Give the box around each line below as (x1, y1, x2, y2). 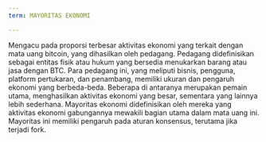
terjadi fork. (8, 125, 46, 134)
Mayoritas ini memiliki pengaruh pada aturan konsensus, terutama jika (8, 116, 237, 125)
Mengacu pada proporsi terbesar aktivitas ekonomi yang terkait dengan (8, 40, 244, 50)
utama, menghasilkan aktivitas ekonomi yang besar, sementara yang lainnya (8, 90, 258, 100)
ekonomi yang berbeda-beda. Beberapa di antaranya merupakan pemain (8, 83, 248, 92)
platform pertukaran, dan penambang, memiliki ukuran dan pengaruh (8, 74, 235, 83)
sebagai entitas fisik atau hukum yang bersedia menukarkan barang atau (8, 57, 248, 67)
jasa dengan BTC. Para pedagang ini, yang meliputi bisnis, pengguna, (8, 65, 237, 75)
